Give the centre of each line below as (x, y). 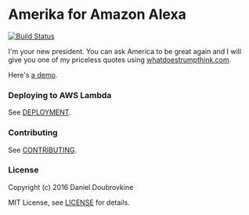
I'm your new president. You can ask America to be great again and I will (125, 51)
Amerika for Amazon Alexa (97, 15)
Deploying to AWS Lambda (60, 95)
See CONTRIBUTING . (42, 150)
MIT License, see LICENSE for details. (69, 202)
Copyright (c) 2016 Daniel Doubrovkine (71, 187)
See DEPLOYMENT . (40, 112)
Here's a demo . (33, 75)
